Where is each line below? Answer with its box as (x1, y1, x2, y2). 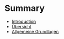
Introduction (11, 19, 36, 24)
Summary (4, 3, 45, 14)
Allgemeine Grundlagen (11, 29, 59, 34)
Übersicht (11, 23, 32, 29)
